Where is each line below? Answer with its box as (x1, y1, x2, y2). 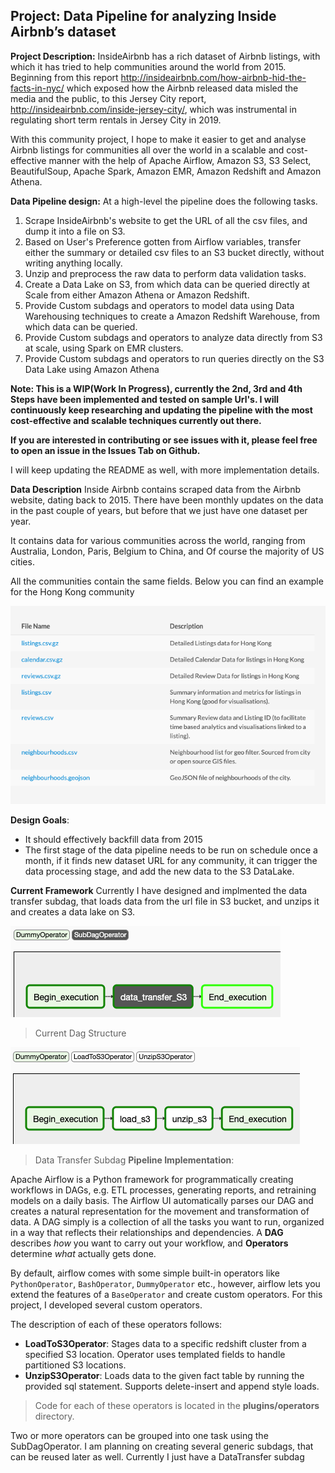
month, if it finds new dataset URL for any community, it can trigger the (24, 855, 318, 867)
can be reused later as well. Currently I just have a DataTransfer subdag (10, 1451, 305, 1463)
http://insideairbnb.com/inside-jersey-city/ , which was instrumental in (10, 103, 297, 115)
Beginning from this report (10, 71, 119, 83)
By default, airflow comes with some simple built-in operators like (10, 1267, 281, 1279)
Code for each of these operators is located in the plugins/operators (34, 1400, 320, 1412)
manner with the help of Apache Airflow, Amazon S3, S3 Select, (48, 154, 312, 166)
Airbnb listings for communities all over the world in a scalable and (10, 144, 285, 156)
